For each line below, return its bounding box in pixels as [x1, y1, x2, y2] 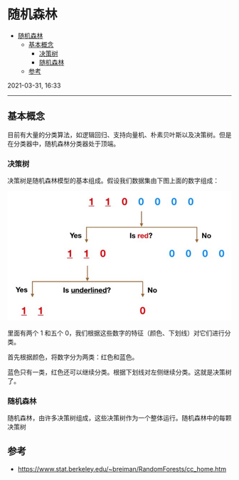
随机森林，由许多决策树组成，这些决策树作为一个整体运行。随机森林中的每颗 [7, 413, 232, 422]
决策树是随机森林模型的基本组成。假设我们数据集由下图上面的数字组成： [7, 176, 219, 185]
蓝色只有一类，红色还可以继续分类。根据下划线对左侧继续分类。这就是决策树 [7, 368, 232, 376]
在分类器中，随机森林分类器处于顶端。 [7, 139, 119, 148]
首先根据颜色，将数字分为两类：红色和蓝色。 [7, 353, 139, 361]
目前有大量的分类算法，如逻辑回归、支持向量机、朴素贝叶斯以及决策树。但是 [7, 130, 232, 139]
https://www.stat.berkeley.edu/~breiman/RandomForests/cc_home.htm [17, 464, 226, 473]
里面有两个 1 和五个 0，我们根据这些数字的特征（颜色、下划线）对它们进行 [7, 329, 225, 337]
